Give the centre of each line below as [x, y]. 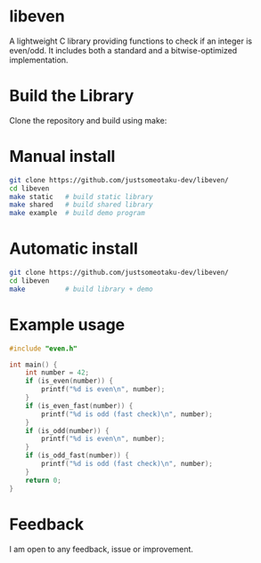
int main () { [33, 365]
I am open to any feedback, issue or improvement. [102, 549]
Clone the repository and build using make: [88, 120]
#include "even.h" [43, 349]
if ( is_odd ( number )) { [67, 430]
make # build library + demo [81, 289]
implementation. [39, 60]
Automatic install [73, 249]
